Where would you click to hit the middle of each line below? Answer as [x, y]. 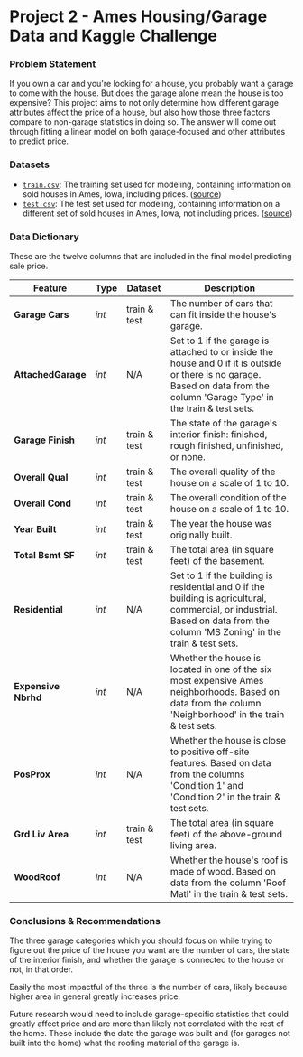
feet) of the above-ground [226, 835]
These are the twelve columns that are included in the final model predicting [151, 257]
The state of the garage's [224, 424]
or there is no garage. [216, 375]
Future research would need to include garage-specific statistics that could [149, 1015]
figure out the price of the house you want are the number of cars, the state [150, 950]
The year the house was [221, 524]
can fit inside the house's [223, 315]
